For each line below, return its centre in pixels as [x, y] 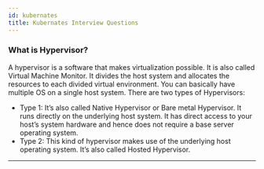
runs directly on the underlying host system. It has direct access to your [136, 116]
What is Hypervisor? [48, 50]
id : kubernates [33, 15]
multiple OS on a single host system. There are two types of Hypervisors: [126, 92]
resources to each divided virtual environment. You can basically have [122, 84]
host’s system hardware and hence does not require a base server [126, 124]
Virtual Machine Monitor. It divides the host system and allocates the [119, 75]
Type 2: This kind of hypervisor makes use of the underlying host [125, 141]
